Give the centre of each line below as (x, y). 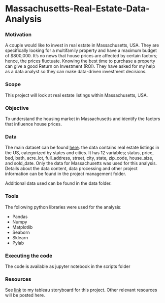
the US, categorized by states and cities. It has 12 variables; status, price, (80, 153)
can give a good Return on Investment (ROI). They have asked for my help (80, 66)
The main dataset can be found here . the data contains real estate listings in (82, 148)
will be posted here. (25, 295)
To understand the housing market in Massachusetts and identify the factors (83, 119)
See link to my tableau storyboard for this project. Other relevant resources (81, 290)
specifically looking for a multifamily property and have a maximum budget (81, 50)
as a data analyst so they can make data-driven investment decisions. (76, 72)
